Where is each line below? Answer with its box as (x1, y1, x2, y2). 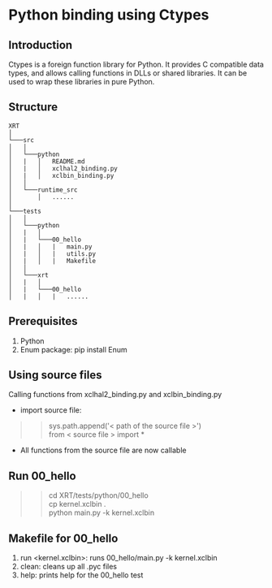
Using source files (8, 368, 102, 383)
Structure (8, 100, 58, 115)
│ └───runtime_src (8, 185, 79, 194)
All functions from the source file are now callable (19, 445, 187, 456)
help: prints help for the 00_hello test (19, 570, 144, 580)
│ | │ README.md (8, 157, 85, 166)
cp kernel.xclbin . (48, 499, 106, 509)
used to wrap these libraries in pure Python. (8, 77, 155, 86)
